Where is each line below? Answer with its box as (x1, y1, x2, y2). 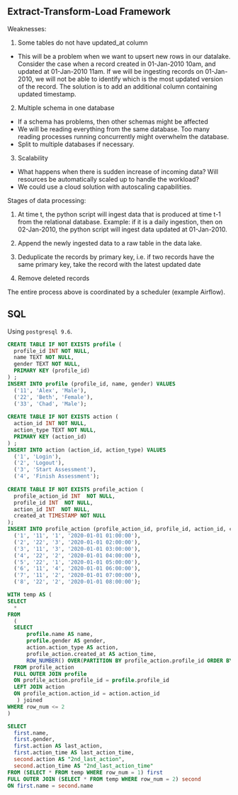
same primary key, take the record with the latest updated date (17, 260, 201, 268)
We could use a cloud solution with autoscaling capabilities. (17, 182, 193, 191)
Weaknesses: (7, 24, 47, 33)
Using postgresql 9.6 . (7, 327, 73, 336)
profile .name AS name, (25, 631, 93, 638)
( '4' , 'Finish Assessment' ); (13, 473, 100, 480)
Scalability (17, 153, 48, 162)
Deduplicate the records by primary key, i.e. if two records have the (17, 252, 215, 261)
